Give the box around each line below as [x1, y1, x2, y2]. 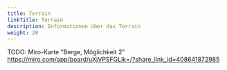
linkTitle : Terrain [7, 16, 64, 23]
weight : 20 [7, 29, 39, 36]
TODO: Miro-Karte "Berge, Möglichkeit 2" [7, 48, 126, 56]
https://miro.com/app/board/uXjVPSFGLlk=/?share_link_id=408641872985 [7, 56, 220, 64]
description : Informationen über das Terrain [7, 23, 140, 30]
